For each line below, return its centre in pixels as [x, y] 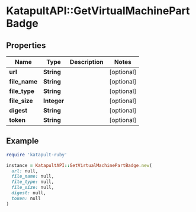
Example [23, 141]
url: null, [25, 171]
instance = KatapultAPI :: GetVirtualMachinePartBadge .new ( [79, 165]
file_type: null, [33, 182]
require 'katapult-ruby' [37, 155]
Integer [54, 101]
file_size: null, [33, 188]
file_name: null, [33, 176]
